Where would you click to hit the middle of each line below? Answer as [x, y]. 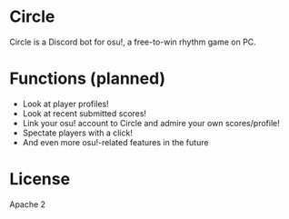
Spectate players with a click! [78, 133]
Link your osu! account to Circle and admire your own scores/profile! [151, 123]
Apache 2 [28, 204]
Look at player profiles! [65, 104]
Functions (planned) [88, 79]
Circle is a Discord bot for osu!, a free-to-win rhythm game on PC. [133, 42]
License [40, 179]
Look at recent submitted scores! [85, 113]
